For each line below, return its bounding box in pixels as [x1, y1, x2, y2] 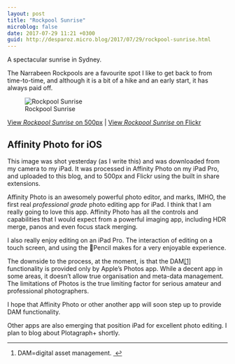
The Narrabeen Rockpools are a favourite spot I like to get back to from [7, 69, 213, 78]
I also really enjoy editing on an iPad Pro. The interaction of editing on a [7, 235, 213, 245]
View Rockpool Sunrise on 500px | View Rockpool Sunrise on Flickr [7, 118, 201, 126]
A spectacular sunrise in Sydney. [7, 55, 102, 64]
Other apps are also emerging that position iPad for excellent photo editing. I [7, 321, 227, 329]
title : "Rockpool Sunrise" [7, 17, 86, 24]
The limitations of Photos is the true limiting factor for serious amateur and [7, 279, 222, 287]
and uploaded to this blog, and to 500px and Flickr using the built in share [7, 172, 220, 180]
